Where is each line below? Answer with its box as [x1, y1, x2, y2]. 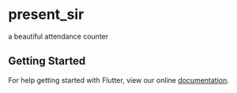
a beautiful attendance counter [8, 32, 109, 41]
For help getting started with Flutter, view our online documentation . [8, 75, 229, 84]
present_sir [8, 6, 85, 24]
